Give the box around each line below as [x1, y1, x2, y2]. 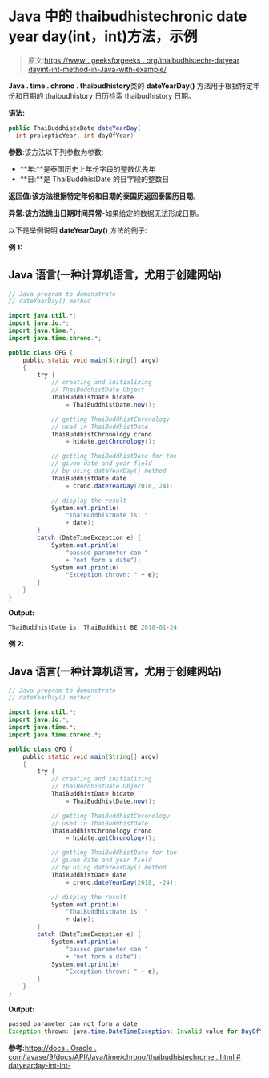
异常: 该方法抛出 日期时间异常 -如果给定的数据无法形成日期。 [8, 208, 204, 217]
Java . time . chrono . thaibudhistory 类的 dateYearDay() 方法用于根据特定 [8, 81, 254, 91]
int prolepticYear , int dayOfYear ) [15, 132, 134, 140]
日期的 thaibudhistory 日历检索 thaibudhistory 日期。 [22, 91, 196, 100]
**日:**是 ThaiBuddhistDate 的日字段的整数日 [19, 174, 170, 184]
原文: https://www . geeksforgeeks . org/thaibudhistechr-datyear [27, 55, 240, 65]
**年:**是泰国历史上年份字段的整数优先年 [19, 164, 156, 173]
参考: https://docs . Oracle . [8, 1043, 97, 1052]
